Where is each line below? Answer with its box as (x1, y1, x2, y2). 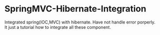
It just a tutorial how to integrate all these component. (4, 24, 111, 30)
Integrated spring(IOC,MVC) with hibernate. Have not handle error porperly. (4, 19, 156, 25)
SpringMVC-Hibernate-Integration (4, 3, 146, 14)
